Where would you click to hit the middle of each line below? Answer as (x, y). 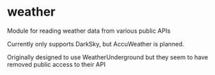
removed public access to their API (56, 64)
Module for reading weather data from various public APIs (89, 31)
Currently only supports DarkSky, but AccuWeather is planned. (96, 44)
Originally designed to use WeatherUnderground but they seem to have (108, 57)
